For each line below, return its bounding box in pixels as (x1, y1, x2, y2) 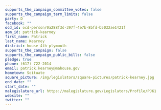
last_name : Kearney (5, 39, 45, 44)
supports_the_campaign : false (5, 48, 67, 53)
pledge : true (5, 57, 32, 62)
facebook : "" (5, 20, 32, 26)
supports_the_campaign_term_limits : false (5, 12, 93, 17)
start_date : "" (5, 84, 36, 89)
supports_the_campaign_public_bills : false (5, 52, 95, 57)
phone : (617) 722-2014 (5, 61, 51, 66)
